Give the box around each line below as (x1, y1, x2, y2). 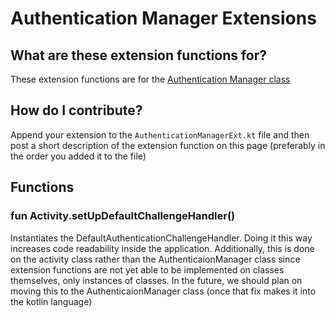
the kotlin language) (10, 295, 93, 307)
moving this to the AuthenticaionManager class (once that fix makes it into (10, 285, 317, 297)
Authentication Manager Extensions (10, 7, 317, 30)
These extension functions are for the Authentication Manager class (10, 73, 291, 85)
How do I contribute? (10, 102, 143, 119)
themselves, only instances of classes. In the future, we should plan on (10, 274, 303, 286)
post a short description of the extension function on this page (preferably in (10, 139, 326, 151)
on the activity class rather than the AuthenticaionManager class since (10, 253, 301, 265)
